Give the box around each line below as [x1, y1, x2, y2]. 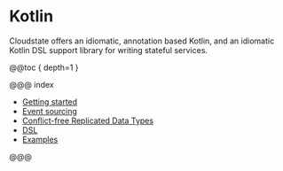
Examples [21, 134, 59, 144]
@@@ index [9, 79, 55, 89]
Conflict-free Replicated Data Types [21, 115, 153, 126]
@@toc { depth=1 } [9, 62, 79, 73]
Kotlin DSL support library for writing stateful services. [9, 44, 208, 55]
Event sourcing [21, 105, 78, 116]
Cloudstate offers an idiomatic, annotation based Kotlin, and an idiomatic [9, 35, 275, 46]
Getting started [21, 96, 78, 107]
